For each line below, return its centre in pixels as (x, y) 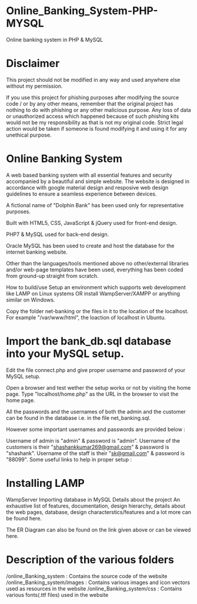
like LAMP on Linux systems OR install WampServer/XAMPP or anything (93, 293)
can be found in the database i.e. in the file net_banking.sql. (79, 418)
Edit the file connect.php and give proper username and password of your (96, 370)
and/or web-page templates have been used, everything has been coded (95, 270)
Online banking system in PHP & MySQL (55, 39)
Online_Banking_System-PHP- (82, 11)
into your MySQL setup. (65, 354)
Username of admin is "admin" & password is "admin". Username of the (93, 440)
